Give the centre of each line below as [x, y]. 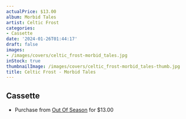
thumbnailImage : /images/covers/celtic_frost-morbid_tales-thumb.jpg [93, 66]
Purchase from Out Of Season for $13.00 [64, 110]
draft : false [22, 45]
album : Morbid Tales [31, 17]
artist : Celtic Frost [33, 22]
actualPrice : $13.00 [31, 11]
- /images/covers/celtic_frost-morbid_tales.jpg [67, 55]
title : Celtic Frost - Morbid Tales [51, 72]
